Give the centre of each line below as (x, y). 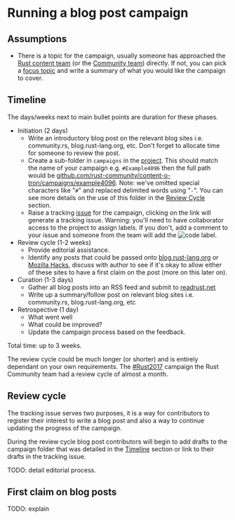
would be (41, 175)
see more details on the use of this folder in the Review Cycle (116, 197)
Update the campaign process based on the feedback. (107, 332)
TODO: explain (28, 509)
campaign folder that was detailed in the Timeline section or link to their (111, 449)
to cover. (30, 78)
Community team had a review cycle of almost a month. (88, 374)
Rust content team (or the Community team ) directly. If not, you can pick (122, 63)
